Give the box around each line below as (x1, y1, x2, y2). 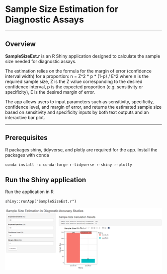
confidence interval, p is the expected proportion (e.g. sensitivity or (5, 83, 143, 90)
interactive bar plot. (5, 114, 45, 120)
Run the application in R (5, 189, 54, 195)
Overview (5, 40, 36, 48)
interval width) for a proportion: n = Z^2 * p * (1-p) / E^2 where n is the (5, 73, 149, 79)
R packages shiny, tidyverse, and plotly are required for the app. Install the (5, 146, 158, 152)
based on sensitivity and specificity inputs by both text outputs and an (5, 109, 149, 115)
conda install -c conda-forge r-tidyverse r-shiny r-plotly (5, 162, 133, 167)
